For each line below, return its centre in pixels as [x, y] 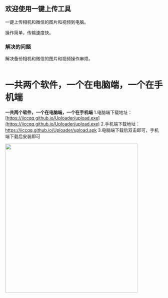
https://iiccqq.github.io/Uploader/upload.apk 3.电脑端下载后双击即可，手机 [82, 130]
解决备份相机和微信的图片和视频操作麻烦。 [49, 58]
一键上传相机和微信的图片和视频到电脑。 [47, 22]
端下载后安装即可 [23, 136]
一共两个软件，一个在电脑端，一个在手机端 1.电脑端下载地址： [69, 112]
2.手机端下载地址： [120, 124]
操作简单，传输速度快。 [29, 32]
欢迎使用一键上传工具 [38, 9]
